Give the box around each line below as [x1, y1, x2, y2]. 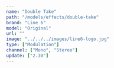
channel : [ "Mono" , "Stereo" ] [6, 47, 78, 53]
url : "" [6, 31, 25, 37]
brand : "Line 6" [6, 20, 46, 25]
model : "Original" [6, 25, 51, 31]
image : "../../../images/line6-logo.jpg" [6, 36, 110, 42]
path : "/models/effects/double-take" [6, 14, 99, 20]
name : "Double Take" [6, 8, 57, 15]
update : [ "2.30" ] [6, 53, 49, 59]
